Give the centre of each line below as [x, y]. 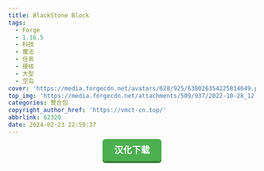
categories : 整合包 [38, 103]
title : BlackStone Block [49, 15]
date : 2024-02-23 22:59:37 [52, 125]
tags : [17, 23]
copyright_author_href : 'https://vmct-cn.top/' [88, 111]
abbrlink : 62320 [35, 118]
